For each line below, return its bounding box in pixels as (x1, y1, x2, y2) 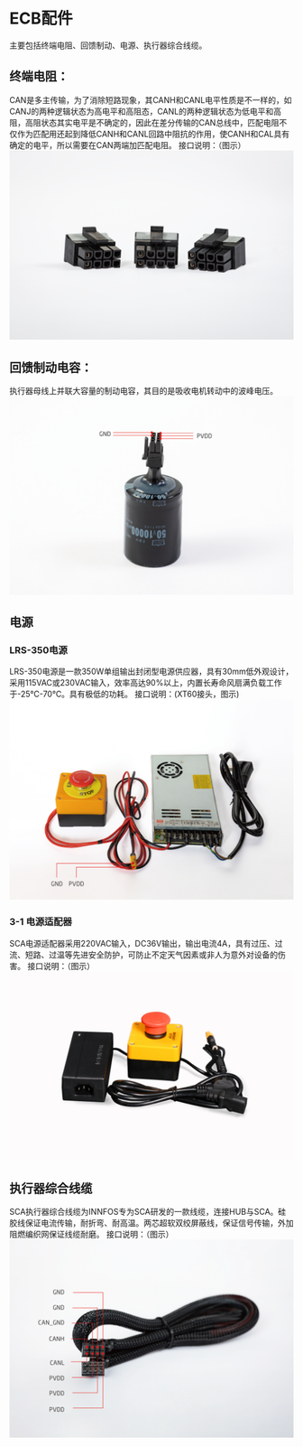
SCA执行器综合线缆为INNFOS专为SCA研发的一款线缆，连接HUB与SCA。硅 (9, 1206, 287, 1217)
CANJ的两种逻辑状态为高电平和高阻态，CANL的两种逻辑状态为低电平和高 (9, 106, 282, 117)
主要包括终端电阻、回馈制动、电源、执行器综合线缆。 (9, 40, 207, 51)
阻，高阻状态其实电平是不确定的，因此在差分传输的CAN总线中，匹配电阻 (9, 117, 280, 127)
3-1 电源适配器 (9, 916, 72, 929)
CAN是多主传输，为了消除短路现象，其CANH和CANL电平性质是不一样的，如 (9, 94, 292, 105)
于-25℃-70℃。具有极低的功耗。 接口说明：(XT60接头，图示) (9, 688, 240, 700)
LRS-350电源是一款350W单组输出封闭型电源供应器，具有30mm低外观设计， (9, 666, 294, 677)
